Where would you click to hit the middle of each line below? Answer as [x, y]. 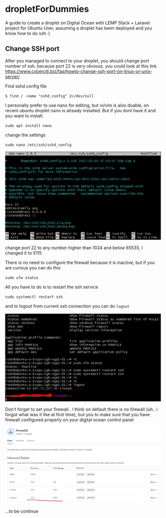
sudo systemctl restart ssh [34, 297]
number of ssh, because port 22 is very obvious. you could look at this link [81, 66]
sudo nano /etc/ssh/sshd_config [38, 145]
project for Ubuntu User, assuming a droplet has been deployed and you [79, 28]
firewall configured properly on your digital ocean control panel [69, 420]
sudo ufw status [22, 278]
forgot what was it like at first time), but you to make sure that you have [77, 415]
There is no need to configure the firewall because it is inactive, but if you [80, 262]
